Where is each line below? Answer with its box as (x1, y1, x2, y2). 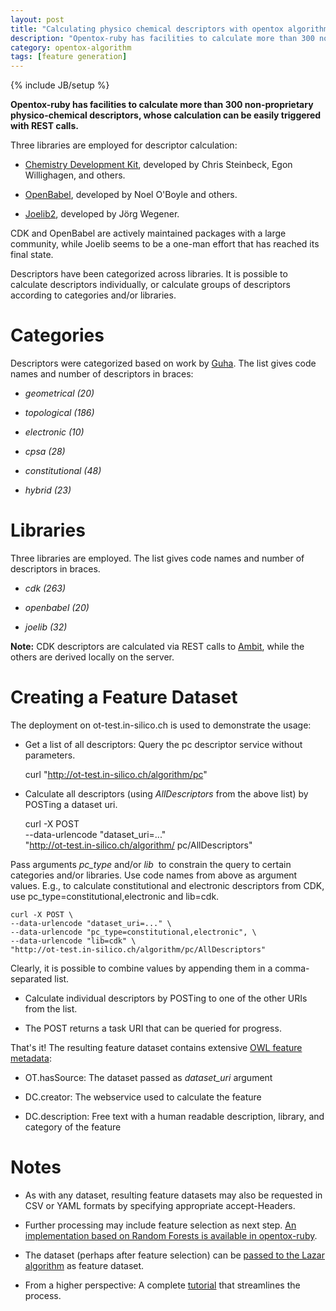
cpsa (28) (24, 446, 66, 458)
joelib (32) (24, 621, 68, 633)
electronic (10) (24, 426, 85, 438)
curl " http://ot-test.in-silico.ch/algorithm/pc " (24, 768, 208, 780)
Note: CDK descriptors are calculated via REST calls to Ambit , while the (10, 641, 305, 652)
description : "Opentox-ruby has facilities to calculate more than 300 (10, 33, 315, 43)
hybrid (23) (24, 484, 72, 496)
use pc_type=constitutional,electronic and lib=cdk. (10, 890, 220, 902)
